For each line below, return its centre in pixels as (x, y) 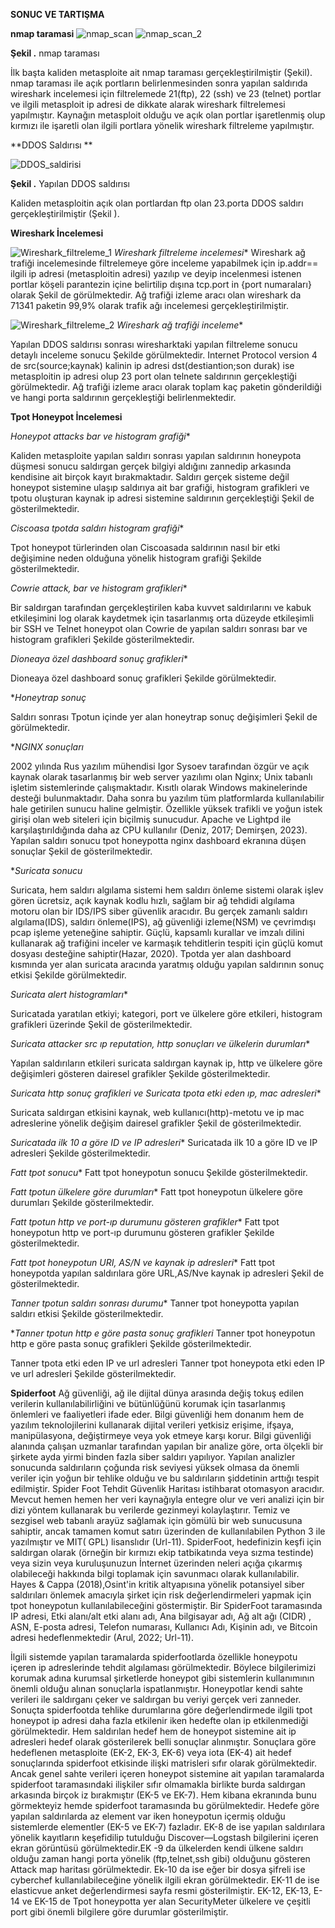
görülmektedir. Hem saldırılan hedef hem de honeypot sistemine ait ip (153, 1731)
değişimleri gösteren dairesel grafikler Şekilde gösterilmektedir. (140, 1073)
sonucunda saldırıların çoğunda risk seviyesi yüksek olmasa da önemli (155, 1467)
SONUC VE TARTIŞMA (57, 14)
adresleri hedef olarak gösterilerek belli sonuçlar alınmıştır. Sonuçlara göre (163, 1742)
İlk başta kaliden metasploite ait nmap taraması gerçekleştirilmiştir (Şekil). (161, 72)
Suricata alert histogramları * (69, 994)
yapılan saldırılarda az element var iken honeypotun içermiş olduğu (148, 1816)
